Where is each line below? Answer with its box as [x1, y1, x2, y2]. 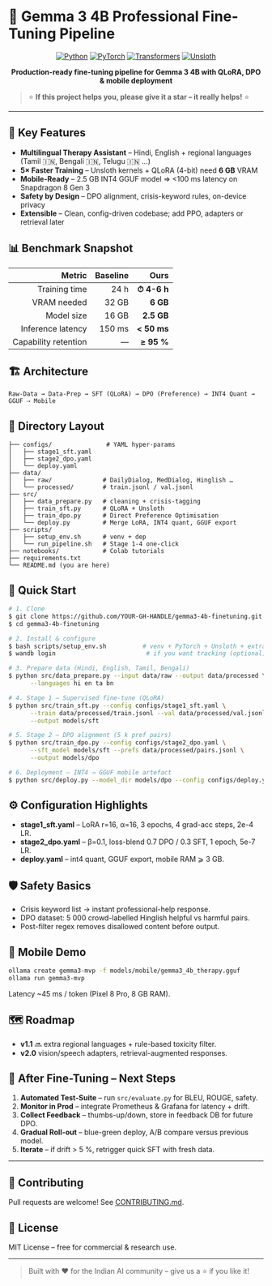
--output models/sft [29, 717, 100, 725]
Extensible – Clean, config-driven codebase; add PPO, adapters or [19, 208, 244, 218]
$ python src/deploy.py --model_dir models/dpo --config [8, 776, 205, 784]
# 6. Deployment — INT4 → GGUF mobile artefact [8, 768, 172, 777]
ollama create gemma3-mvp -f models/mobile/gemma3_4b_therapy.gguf [8, 967, 241, 975]
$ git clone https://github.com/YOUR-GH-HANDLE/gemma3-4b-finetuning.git [8, 612, 263, 620]
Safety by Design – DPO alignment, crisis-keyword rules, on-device [19, 191, 247, 201]
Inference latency [20, 323, 87, 334]
